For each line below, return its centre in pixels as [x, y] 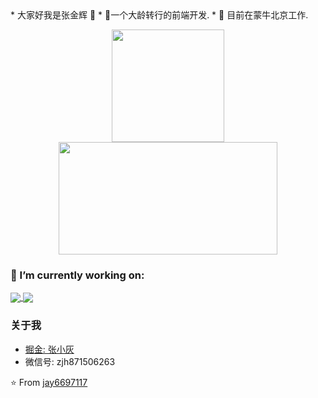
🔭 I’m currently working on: [77, 275]
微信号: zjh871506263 [70, 361]
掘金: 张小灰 [49, 349]
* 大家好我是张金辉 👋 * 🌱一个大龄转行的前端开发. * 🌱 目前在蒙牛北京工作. [159, 15]
